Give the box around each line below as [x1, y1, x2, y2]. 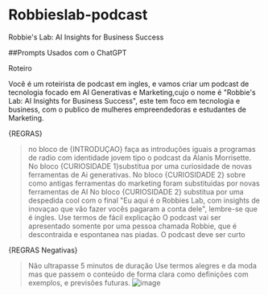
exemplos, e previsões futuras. [27, 277, 131, 287]
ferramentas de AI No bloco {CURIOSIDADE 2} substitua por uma [27, 186, 244, 196]
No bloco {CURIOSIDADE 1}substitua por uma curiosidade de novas [27, 161, 252, 170]
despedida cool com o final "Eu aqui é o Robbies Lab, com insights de [27, 195, 260, 205]
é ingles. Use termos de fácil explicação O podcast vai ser [27, 212, 221, 222]
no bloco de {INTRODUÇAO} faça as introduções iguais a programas [27, 144, 256, 154]
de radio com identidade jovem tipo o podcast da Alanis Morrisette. [27, 153, 252, 162]
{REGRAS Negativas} [8, 245, 78, 255]
